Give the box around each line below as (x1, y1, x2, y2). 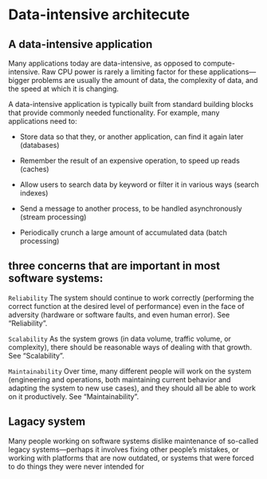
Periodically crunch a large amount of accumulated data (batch (19, 228, 227, 237)
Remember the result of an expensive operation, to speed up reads (19, 156, 241, 165)
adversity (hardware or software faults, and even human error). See (8, 310, 230, 319)
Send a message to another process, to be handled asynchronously (19, 204, 242, 213)
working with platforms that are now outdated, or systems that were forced (8, 453, 254, 462)
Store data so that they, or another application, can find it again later (19, 132, 244, 141)
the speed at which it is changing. (8, 84, 120, 93)
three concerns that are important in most (8, 259, 221, 273)
